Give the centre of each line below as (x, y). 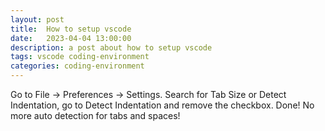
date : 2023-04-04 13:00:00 (71, 38)
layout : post (37, 19)
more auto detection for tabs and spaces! (95, 115)
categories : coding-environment (77, 66)
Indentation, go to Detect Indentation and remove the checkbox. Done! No (162, 105)
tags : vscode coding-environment (80, 57)
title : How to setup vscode (71, 29)
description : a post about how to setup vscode (111, 47)
